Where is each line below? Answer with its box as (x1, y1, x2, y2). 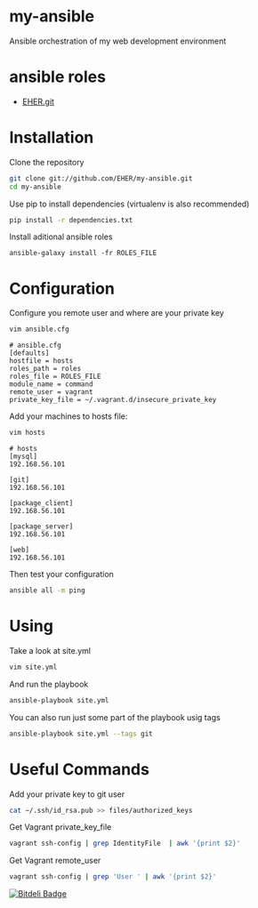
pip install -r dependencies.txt (9, 215, 133, 224)
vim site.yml (9, 663, 58, 671)
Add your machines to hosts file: (9, 411, 128, 422)
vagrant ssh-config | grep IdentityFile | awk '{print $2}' (9, 839, 241, 848)
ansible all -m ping (9, 586, 86, 595)
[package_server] (9, 522, 74, 531)
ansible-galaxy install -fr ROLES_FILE (9, 249, 157, 258)
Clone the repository (9, 157, 85, 167)
